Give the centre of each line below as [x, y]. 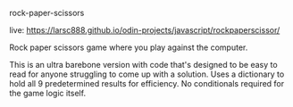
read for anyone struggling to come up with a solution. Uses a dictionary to [147, 74]
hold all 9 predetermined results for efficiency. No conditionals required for [147, 83]
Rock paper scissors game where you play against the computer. [129, 47]
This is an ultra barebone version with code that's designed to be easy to [144, 65]
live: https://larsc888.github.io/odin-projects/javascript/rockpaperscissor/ [145, 30]
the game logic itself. [48, 93]
